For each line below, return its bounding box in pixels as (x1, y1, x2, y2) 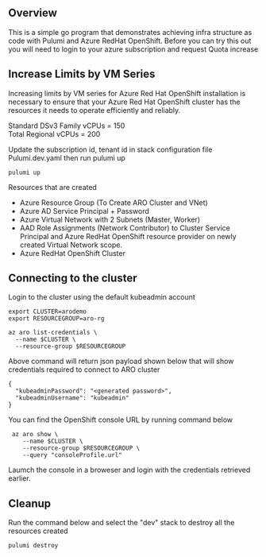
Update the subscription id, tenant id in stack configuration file (8, 145, 213, 154)
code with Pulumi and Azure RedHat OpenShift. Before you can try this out (8, 36, 252, 45)
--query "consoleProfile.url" (22, 451, 123, 459)
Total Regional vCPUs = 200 (8, 129, 101, 138)
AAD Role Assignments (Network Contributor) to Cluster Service (19, 222, 230, 233)
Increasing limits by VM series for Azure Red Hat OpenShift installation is (8, 88, 246, 98)
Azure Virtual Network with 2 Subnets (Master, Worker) (19, 215, 201, 224)
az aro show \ (11, 431, 59, 439)
